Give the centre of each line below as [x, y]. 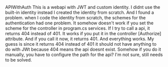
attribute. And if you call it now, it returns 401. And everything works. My [79, 39]
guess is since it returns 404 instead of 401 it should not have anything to [81, 44]
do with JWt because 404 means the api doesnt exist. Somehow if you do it [83, 49]
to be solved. [19, 60]
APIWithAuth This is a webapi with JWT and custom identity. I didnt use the [83, 7]
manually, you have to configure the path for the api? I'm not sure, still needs [84, 55]
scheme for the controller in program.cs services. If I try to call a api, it [77, 28]
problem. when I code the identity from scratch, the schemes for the [75, 18]
